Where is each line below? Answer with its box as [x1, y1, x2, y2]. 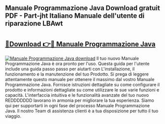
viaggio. [5, 113, 22, 119]
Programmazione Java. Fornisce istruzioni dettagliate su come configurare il [5, 82, 160, 87]
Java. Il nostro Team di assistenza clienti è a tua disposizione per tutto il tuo [5, 108, 159, 114]
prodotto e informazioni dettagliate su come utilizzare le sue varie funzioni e [5, 87, 160, 93]
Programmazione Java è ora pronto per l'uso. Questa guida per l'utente [5, 61, 150, 66]
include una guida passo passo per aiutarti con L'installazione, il [5, 66, 135, 72]
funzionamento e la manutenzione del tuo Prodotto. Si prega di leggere [5, 71, 149, 77]
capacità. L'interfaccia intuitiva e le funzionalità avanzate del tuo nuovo [5, 92, 149, 98]
